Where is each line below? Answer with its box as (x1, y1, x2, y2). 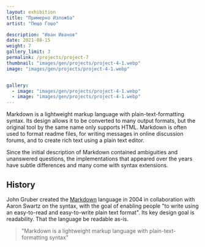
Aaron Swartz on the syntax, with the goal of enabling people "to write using (6, 202, 199, 210)
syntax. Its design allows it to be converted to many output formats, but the (6, 117, 196, 125)
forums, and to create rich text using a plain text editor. (6, 136, 145, 144)
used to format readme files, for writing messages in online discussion (6, 130, 184, 138)
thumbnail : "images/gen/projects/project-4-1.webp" (6, 60, 141, 66)
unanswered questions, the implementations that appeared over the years (6, 155, 193, 163)
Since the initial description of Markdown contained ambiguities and (6, 149, 178, 156)
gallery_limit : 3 (6, 49, 51, 55)
